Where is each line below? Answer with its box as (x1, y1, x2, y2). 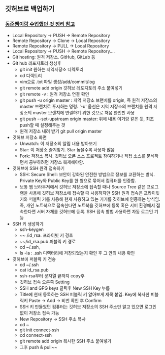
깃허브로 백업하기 (5, 4, 55, 13)
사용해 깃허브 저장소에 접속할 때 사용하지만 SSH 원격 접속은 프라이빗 (29, 190, 160, 196)
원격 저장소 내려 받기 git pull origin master (19, 128, 102, 134)
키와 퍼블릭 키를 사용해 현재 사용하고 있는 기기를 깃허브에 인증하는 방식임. (19, 196, 161, 202)
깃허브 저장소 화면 (12, 134, 47, 140)
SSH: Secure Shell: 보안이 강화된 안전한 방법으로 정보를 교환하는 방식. (19, 171, 155, 177)
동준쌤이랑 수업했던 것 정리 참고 (5, 21, 75, 28)
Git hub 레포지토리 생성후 (12, 60, 62, 66)
